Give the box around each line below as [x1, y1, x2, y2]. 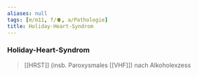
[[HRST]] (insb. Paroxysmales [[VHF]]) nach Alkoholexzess [23, 61, 191, 69]
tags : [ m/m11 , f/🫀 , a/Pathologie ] [7, 16, 108, 23]
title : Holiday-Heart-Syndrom [7, 23, 94, 29]
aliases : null [7, 10, 48, 17]
